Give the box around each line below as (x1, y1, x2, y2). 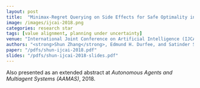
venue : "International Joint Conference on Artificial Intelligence (6, 36, 180, 42)
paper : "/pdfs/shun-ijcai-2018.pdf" (6, 47, 97, 53)
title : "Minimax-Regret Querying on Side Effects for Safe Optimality (6, 14, 187, 20)
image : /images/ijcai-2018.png (6, 19, 84, 25)
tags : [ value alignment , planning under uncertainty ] (6, 31, 143, 37)
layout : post (6, 8, 39, 15)
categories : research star (6, 25, 73, 31)
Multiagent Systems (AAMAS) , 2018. (6, 75, 96, 82)
